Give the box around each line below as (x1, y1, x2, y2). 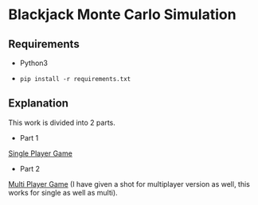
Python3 (19, 58, 48, 68)
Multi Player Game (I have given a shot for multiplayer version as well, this (8, 179, 251, 188)
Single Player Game (8, 149, 73, 158)
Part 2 (19, 164, 41, 173)
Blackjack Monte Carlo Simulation (8, 6, 236, 24)
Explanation (8, 97, 69, 110)
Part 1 (19, 133, 39, 142)
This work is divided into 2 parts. (8, 118, 115, 127)
